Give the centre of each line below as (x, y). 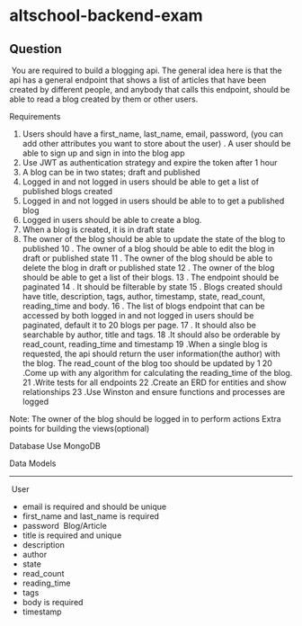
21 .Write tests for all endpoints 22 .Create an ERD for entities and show (154, 382)
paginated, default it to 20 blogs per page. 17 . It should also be (139, 325)
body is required (53, 602)
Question (36, 49)
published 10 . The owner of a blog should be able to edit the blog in (148, 249)
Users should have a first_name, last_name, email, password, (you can (152, 134)
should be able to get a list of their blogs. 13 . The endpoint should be (151, 277)
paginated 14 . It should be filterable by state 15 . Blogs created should (152, 287)
